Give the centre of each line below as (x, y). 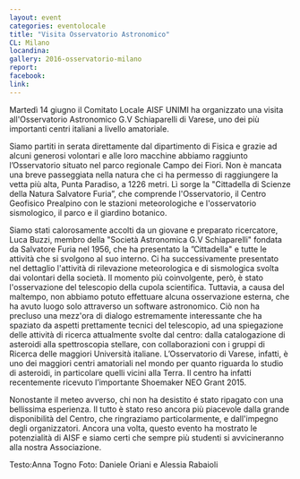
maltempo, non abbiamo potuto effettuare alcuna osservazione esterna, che (150, 296)
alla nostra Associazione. (56, 447)
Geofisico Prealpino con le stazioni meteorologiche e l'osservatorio (133, 203)
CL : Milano (30, 43)
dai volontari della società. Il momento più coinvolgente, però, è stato (137, 278)
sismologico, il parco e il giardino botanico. (88, 212)
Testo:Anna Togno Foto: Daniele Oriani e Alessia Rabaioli (114, 464)
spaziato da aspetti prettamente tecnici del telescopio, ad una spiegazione (146, 325)
